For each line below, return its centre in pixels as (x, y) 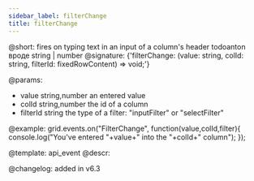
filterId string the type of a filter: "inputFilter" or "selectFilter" (122, 112)
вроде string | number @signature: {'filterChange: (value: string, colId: (126, 55)
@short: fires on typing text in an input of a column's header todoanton (127, 46)
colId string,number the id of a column (84, 104)
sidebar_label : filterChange (58, 16)
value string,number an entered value (83, 95)
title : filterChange (43, 24)
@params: (26, 80)
